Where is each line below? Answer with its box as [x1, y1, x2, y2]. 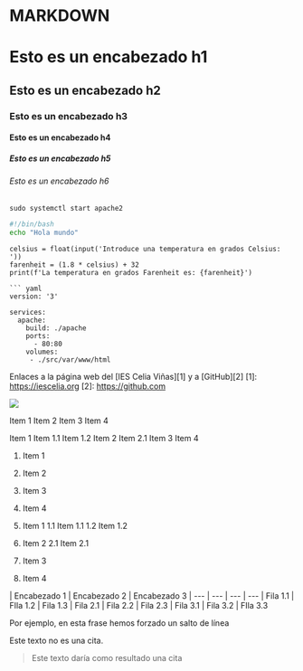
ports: [25, 331, 51, 340]
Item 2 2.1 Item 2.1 [22, 537, 89, 548]
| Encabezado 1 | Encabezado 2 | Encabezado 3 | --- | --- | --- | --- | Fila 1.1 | [9, 590, 295, 601]
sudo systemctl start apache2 [9, 203, 124, 213]
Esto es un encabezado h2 [9, 82, 161, 98]
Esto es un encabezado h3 [9, 109, 128, 122]
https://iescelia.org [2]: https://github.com [9, 381, 166, 392]
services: [9, 307, 47, 317]
